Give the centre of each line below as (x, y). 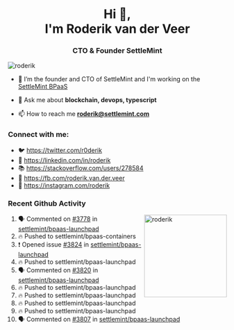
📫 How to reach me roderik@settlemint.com (84, 114)
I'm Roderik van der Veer (117, 29)
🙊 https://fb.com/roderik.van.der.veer (71, 178)
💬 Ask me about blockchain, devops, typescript (87, 100)
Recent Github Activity (47, 203)
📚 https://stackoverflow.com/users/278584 (81, 168)
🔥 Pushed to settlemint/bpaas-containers (77, 236)
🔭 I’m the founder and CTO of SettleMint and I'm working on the (109, 79)
